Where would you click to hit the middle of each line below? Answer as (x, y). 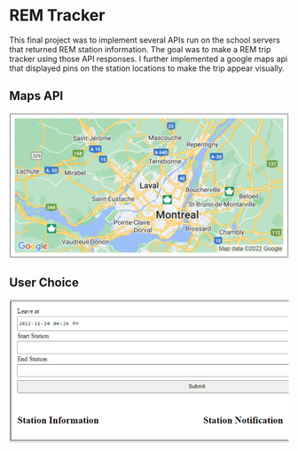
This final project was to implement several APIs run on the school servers (145, 40)
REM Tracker (57, 16)
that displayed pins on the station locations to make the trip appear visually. (147, 68)
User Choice (44, 282)
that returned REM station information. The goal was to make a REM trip (140, 49)
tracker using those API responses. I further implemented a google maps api (149, 58)
